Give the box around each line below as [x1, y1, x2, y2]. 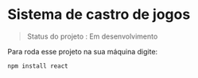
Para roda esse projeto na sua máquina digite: [7, 46, 158, 56]
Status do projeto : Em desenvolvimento [26, 32, 158, 41]
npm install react [7, 61, 68, 70]
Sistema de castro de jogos [7, 6, 191, 24]
